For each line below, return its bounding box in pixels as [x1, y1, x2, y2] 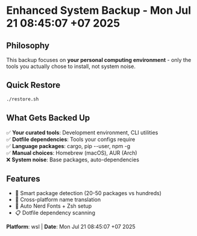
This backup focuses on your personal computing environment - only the [6, 57, 192, 63]
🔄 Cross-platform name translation [14, 196, 101, 203]
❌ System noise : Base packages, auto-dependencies [6, 156, 140, 163]
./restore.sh [6, 96, 39, 102]
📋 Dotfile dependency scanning [14, 209, 95, 217]
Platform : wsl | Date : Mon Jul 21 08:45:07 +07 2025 [6, 223, 136, 231]
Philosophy [6, 40, 50, 51]
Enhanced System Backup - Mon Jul [6, 4, 192, 17]
